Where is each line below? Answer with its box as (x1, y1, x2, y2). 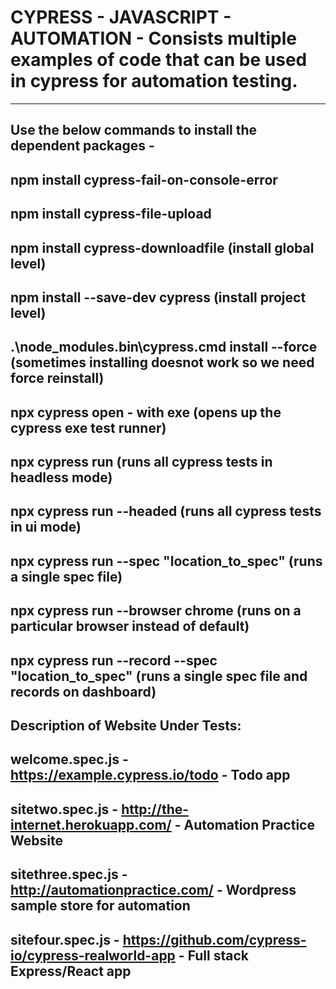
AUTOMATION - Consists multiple (10, 27, 297, 50)
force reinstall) (10, 370, 105, 387)
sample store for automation (10, 897, 191, 915)
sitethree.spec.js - (10, 866, 128, 883)
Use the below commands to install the (10, 122, 258, 139)
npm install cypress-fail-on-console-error (10, 171, 278, 188)
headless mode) (10, 469, 113, 486)
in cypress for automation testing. (10, 70, 298, 93)
